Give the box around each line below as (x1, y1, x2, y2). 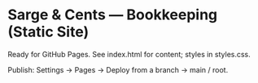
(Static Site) (7, 23, 90, 41)
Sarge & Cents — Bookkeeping (7, 6, 218, 24)
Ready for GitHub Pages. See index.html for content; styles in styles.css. (7, 49, 251, 59)
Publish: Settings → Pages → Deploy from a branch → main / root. (7, 64, 229, 74)
